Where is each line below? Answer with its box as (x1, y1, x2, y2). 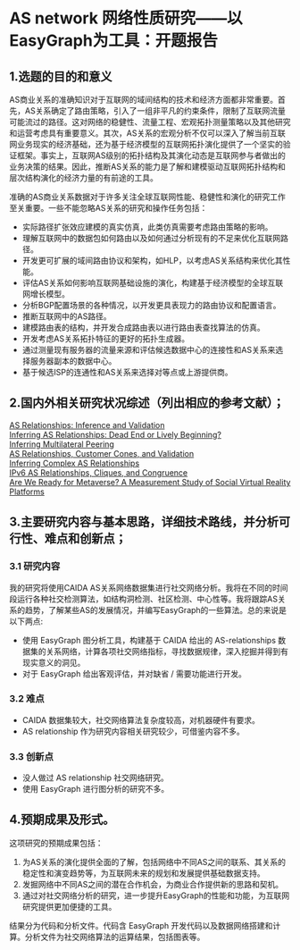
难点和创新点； (44, 531, 127, 546)
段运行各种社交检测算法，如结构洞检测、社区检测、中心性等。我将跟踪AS (9, 593, 279, 604)
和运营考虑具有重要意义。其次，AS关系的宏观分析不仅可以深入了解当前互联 (9, 128, 286, 139)
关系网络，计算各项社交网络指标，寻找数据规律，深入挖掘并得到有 (46, 645, 288, 657)
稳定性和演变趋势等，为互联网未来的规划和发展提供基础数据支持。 (21, 868, 265, 879)
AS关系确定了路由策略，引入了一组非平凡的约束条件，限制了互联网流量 (24, 105, 286, 116)
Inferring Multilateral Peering (9, 439, 114, 450)
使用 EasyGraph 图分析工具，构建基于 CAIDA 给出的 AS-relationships (21, 635, 277, 645)
